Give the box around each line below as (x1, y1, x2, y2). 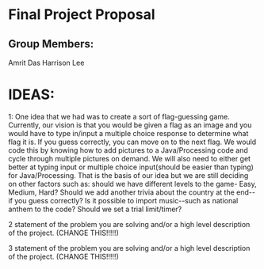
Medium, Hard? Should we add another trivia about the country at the (8, 188, 235, 197)
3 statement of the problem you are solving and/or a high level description (8, 243, 251, 252)
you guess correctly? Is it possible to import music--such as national (14, 195, 239, 205)
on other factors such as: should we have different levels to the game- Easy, (8, 179, 257, 188)
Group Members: (8, 37, 94, 51)
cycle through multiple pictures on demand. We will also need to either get (8, 153, 251, 163)
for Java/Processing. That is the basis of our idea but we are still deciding (8, 170, 249, 180)
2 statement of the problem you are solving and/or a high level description (8, 219, 251, 229)
